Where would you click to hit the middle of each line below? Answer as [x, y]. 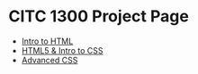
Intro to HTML [47, 41]
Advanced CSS [49, 60]
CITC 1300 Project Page [99, 16]
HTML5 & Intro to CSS [62, 50]
